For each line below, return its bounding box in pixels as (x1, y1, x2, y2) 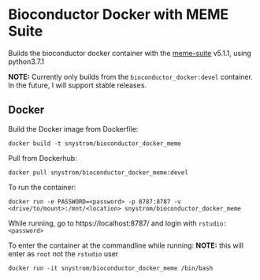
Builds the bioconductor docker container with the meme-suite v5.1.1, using (8, 48, 252, 58)
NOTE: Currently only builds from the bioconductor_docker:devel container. (8, 72, 254, 81)
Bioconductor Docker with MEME (8, 6, 229, 24)
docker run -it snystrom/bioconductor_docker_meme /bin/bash (8, 264, 214, 272)
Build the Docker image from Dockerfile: (8, 124, 139, 133)
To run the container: (8, 182, 76, 192)
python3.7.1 (8, 57, 45, 66)
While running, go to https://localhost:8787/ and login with (8, 218, 197, 228)
